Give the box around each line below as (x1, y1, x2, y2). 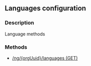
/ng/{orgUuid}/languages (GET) (12, 55, 78, 61)
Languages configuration (5, 4, 86, 13)
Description (5, 19, 34, 26)
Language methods (5, 30, 45, 37)
